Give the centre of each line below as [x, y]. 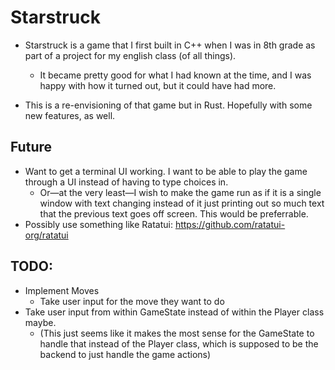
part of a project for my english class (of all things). [130, 55]
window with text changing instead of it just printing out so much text [182, 203]
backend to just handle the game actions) [125, 354]
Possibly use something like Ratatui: [98, 224]
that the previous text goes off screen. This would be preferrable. [174, 213]
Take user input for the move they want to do [132, 301]
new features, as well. [70, 115]
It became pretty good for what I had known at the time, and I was [175, 75]
